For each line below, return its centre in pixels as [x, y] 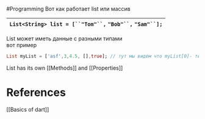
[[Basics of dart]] [28, 109]
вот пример [22, 45]
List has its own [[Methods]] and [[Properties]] [65, 68]
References [36, 92]
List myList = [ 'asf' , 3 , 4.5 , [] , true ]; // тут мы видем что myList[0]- [99, 56]
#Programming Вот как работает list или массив [69, 9]
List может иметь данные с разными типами [64, 38]
